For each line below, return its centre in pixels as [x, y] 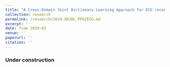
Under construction [30, 59]
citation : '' [19, 42]
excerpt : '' [18, 24]
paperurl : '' [19, 38]
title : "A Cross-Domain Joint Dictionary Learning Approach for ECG [79, 10]
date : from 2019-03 [26, 28]
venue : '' [16, 33]
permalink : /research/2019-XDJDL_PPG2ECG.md [53, 19]
